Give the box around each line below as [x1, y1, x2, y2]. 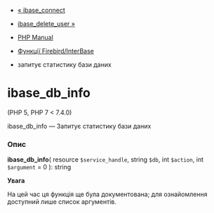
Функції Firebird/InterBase [17, 47, 95, 55]
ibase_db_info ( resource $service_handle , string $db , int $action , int [7, 155, 204, 164]
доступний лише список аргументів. [7, 198, 117, 206]
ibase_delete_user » [17, 20, 76, 27]
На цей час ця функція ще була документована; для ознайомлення [7, 190, 208, 199]
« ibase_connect [17, 6, 65, 14]
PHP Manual [17, 33, 54, 41]
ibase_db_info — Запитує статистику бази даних [7, 122, 152, 130]
